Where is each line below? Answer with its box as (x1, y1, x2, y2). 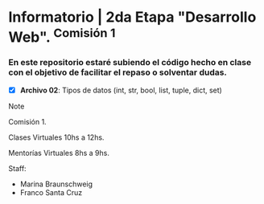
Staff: (8, 163, 27, 173)
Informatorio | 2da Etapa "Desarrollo (8, 8, 257, 27)
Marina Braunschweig (19, 179, 93, 189)
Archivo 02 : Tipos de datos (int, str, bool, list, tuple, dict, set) (19, 85, 223, 95)
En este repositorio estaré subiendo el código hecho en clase (8, 57, 252, 68)
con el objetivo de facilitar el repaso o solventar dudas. (8, 67, 228, 78)
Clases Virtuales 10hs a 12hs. (8, 133, 105, 142)
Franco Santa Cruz (19, 187, 83, 197)
